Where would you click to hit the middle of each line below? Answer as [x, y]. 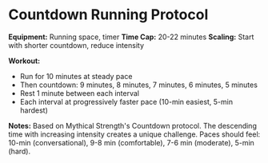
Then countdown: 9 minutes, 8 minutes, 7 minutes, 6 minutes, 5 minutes [139, 85]
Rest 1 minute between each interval [80, 93]
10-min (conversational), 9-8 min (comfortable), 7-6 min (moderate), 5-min [131, 142]
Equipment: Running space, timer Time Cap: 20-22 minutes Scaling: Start [131, 37]
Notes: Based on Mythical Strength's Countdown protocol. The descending [133, 125]
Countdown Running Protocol [108, 15]
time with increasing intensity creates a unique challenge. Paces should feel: [134, 134]
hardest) [34, 110]
